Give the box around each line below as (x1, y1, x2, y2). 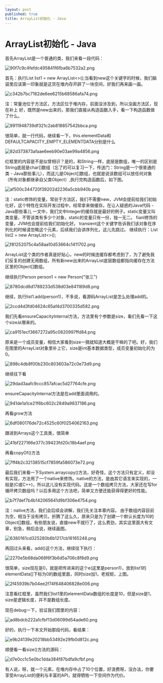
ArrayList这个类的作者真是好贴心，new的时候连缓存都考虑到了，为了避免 (5, 252, 150, 258)
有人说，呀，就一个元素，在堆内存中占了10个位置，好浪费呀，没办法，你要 (5, 667, 154, 672)
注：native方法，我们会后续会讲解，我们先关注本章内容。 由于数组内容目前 (5, 507, 154, 513)
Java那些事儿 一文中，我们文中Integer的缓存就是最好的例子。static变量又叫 (5, 209, 156, 214)
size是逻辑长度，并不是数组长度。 (5, 597, 73, 603)
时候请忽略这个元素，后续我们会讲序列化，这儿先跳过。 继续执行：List (17, 227, 158, 233)
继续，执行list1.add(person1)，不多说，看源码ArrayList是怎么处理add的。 (5, 294, 151, 300)
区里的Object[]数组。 (5, 264, 47, 270)
